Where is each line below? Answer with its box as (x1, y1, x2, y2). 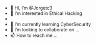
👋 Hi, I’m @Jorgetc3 (10, 5, 53, 11)
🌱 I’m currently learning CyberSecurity (10, 21, 91, 27)
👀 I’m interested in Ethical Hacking (10, 10, 82, 16)
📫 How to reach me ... (10, 32, 58, 38)
